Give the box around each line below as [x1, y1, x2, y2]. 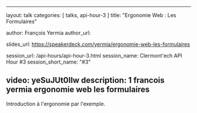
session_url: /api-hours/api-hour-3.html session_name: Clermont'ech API [6, 52, 183, 59]
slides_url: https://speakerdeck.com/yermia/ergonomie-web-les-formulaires [6, 41, 191, 48]
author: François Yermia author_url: [6, 29, 91, 36]
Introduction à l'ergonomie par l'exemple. [6, 100, 106, 107]
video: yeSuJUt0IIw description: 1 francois [6, 75, 165, 85]
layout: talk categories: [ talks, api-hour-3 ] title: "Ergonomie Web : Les [6, 12, 176, 18]
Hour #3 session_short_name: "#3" [6, 58, 91, 65]
